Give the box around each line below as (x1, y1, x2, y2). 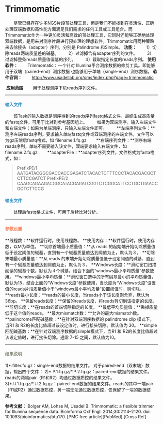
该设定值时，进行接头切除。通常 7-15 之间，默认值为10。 (5, 334, 118, 340)
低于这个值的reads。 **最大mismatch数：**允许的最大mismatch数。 (5, 310, 142, 316)
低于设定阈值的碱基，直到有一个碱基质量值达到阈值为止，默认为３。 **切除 (5, 250, 155, 255)
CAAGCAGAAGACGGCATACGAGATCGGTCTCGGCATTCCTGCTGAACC (16, 181, 158, 187)
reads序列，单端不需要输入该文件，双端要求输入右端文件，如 (5, 143, 127, 149)
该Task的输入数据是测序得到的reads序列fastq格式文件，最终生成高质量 (13, 113, 155, 119)
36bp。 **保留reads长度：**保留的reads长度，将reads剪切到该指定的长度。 (5, 298, 157, 304)
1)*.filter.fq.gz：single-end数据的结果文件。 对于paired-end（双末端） (5, 362, 146, 368)
